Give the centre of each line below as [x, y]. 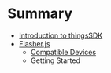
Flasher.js [34, 43]
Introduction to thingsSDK [61, 35]
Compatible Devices [63, 52]
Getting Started [55, 60]
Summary [40, 14]
